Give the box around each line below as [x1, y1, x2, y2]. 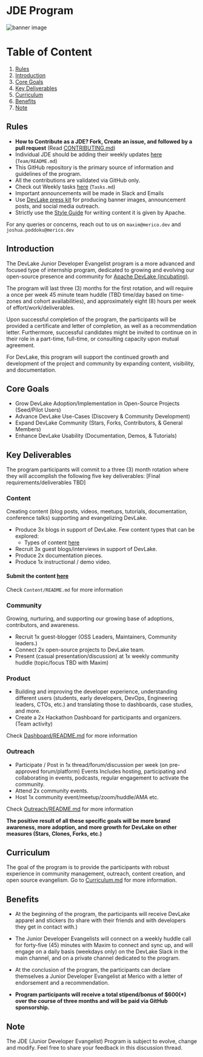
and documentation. [6, 366, 56, 373]
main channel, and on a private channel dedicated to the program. [15, 954, 181, 962]
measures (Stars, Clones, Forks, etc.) [6, 830, 102, 837]
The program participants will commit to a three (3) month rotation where [6, 466, 189, 473]
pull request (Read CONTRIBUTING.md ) [15, 144, 116, 151]
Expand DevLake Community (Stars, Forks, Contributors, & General [15, 419, 183, 426]
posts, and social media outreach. [15, 202, 100, 210]
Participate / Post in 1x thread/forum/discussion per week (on [15, 761, 168, 768]
